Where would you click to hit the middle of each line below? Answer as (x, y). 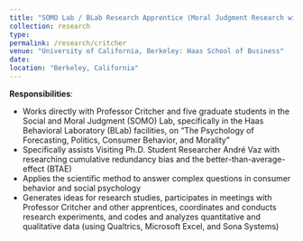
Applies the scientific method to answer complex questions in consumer (156, 178)
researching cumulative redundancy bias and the (113, 159)
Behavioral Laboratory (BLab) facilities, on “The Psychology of (138, 130)
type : (19, 34)
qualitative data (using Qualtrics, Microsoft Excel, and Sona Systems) (151, 226)
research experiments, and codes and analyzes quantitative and (142, 217)
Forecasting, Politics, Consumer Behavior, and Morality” (126, 140)
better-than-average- (246, 159)
